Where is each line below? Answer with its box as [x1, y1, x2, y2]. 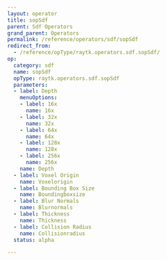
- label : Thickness [13, 211, 70, 218]
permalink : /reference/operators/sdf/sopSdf [7, 36, 138, 43]
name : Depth [19, 165, 54, 172]
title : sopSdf [7, 17, 49, 24]
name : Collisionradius [19, 230, 86, 237]
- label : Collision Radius [13, 223, 92, 230]
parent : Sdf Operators [7, 23, 73, 30]
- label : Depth [13, 88, 58, 95]
